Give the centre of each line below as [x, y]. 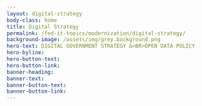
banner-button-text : [37, 85]
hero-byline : [26, 53]
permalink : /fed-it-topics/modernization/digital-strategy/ [96, 33]
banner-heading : [30, 72]
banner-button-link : [37, 91]
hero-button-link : [33, 66]
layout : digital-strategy [44, 14]
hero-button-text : [33, 59]
